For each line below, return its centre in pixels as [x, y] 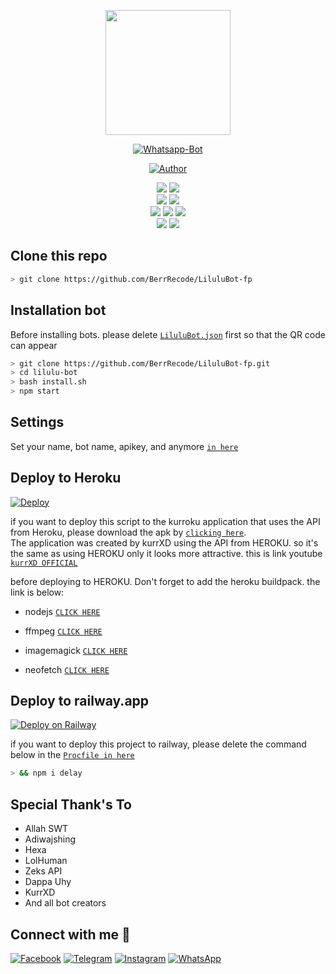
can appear [34, 345]
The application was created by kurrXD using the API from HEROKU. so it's [164, 542]
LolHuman [46, 861]
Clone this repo [59, 256]
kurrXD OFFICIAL [44, 563]
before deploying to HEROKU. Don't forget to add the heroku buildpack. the [165, 581]
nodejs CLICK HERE [62, 611]
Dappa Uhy [48, 882]
